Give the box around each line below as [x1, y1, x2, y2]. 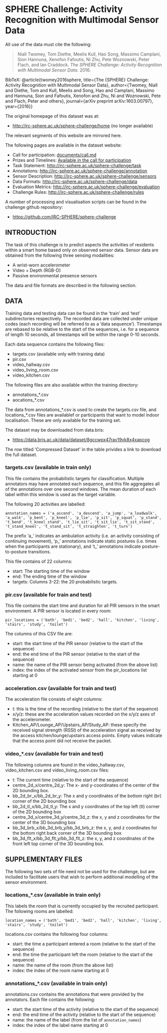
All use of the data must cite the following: [5, 41, 92, 47]
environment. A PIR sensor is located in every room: [5, 608, 112, 614]
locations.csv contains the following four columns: [5, 931, 109, 937]
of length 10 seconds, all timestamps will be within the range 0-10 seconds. [5, 331, 160, 337]
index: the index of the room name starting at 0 [12, 967, 109, 973]
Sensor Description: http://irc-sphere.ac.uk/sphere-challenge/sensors [12, 173, 157, 179]
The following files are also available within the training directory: [5, 382, 139, 388]
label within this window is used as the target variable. [5, 491, 116, 497]
